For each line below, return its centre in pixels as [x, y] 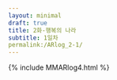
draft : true [28, 23]
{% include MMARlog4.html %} [59, 67]
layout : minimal [35, 15]
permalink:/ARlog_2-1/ [45, 45]
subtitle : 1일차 [33, 38]
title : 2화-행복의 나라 [42, 30]
